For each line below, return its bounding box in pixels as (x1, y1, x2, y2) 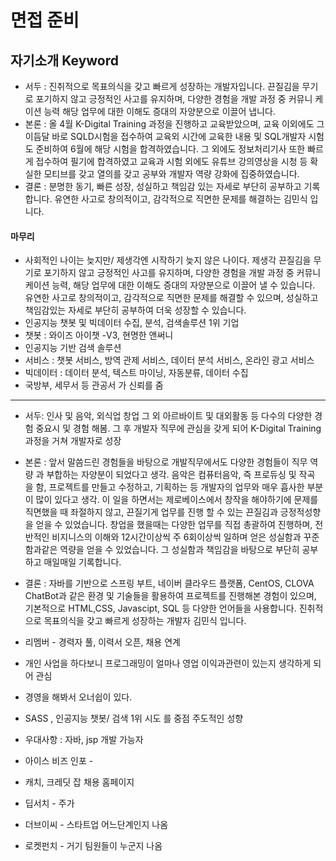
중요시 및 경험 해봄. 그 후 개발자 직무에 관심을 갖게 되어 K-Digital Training (35, 422, 322, 435)
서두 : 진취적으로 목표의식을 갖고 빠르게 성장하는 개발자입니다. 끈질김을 (24, 81, 300, 92)
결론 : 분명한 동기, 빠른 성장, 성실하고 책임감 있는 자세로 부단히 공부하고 (24, 181, 302, 192)
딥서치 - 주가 (24, 797, 75, 810)
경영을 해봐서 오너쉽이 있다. (24, 691, 133, 703)
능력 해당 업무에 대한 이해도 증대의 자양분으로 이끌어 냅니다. (43, 106, 276, 117)
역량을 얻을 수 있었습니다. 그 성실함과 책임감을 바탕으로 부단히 (59, 544, 300, 556)
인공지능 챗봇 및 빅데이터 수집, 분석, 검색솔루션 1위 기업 (24, 317, 240, 329)
